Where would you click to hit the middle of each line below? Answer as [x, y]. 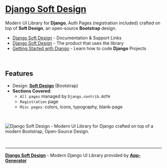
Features [19, 74]
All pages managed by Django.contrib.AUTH [65, 96]
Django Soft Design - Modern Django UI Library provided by [67, 155]
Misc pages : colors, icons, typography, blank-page [71, 107]
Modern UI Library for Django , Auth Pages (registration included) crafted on [83, 23]
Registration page [39, 101]
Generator [16, 161]
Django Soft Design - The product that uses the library [68, 43]
